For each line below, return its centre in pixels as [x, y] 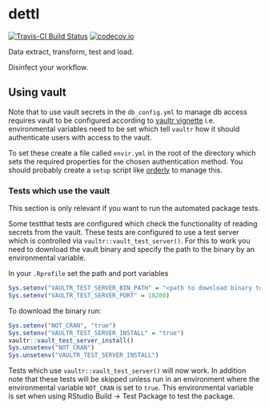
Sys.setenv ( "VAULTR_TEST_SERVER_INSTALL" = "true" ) [96, 333]
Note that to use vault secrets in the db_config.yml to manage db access [128, 111]
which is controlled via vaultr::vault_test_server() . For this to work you [129, 241]
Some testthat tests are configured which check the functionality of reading [133, 224]
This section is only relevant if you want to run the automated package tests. [134, 209]
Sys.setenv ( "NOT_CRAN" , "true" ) [62, 326]
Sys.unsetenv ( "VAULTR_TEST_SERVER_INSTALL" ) [84, 355]
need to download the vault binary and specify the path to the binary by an [131, 249]
